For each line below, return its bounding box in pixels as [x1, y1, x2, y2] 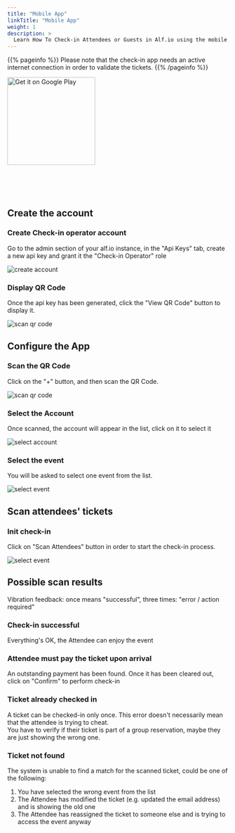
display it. [7, 306, 35, 315]
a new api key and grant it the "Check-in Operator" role [7, 251, 167, 260]
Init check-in [7, 527, 51, 536]
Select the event [7, 456, 65, 465]
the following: [7, 774, 47, 782]
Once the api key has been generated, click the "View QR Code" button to [7, 299, 221, 307]
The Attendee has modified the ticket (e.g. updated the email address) [17, 795, 221, 803]
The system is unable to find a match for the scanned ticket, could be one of [7, 767, 228, 775]
